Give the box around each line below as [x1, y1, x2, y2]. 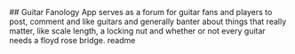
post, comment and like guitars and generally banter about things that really [9, 16, 287, 27]
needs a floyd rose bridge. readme [9, 35, 136, 45]
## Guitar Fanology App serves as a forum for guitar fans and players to [9, 7, 273, 17]
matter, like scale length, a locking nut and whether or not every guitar [9, 26, 267, 36]
